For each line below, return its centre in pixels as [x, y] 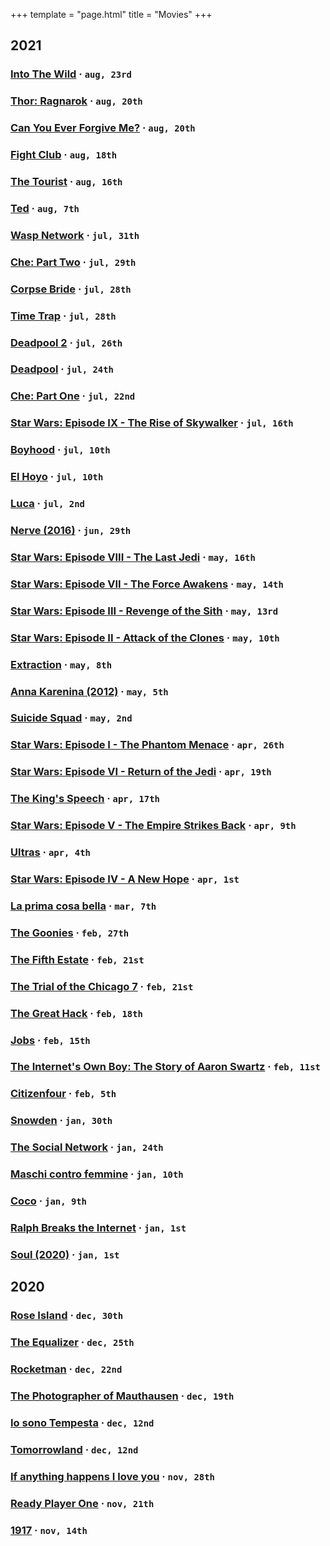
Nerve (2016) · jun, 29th [71, 530]
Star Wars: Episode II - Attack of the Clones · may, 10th [145, 637]
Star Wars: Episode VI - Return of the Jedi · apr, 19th [141, 772]
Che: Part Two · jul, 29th [73, 262]
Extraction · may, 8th [61, 664]
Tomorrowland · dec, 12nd [74, 1449]
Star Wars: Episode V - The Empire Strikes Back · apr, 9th [153, 826]
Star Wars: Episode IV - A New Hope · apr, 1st [125, 879]
